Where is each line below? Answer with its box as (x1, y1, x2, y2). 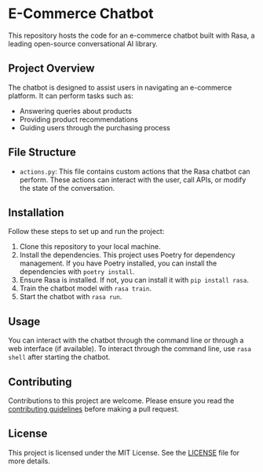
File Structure (8, 146, 76, 159)
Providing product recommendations (19, 115, 139, 124)
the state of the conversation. (19, 183, 115, 192)
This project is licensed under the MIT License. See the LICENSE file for (8, 448, 240, 457)
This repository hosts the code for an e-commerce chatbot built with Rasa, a (8, 31, 255, 40)
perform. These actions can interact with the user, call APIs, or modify (19, 174, 247, 185)
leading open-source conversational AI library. (8, 38, 159, 48)
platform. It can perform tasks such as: (8, 91, 133, 101)
